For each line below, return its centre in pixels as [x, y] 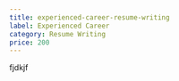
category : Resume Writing [57, 34]
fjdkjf [19, 68]
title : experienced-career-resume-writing [89, 17]
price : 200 [30, 42]
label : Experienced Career [60, 26]
